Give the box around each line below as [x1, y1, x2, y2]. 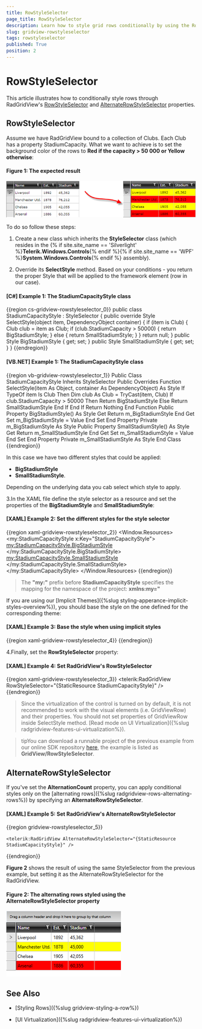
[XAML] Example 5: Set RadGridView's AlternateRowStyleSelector [6, 810, 176, 818]
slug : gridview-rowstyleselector [6, 29, 90, 35]
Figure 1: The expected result [6, 167, 81, 175]
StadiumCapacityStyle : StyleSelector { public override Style [6, 312, 156, 319]
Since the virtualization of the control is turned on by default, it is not [20, 700, 191, 707]
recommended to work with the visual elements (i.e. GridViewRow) [20, 707, 186, 714]
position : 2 [6, 48, 36, 54]
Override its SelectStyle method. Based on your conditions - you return [14, 266, 192, 274]
